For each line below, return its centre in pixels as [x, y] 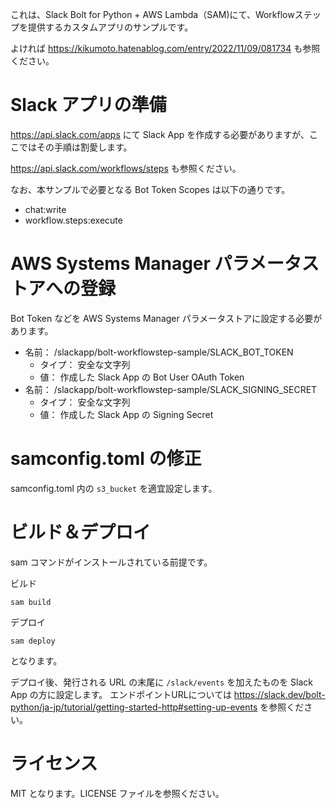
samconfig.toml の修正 [106, 459]
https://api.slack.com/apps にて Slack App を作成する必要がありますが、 [160, 134]
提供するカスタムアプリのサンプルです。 [110, 27]
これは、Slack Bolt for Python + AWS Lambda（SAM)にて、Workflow [152, 14]
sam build [31, 602]
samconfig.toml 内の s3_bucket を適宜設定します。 [114, 488]
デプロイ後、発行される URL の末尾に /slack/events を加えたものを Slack [162, 682]
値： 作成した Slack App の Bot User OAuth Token [142, 377]
